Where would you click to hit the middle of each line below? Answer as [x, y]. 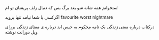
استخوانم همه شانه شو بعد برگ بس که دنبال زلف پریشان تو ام [62, 8]
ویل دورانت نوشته [21, 32]
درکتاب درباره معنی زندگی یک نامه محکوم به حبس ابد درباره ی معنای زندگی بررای [80, 27]
